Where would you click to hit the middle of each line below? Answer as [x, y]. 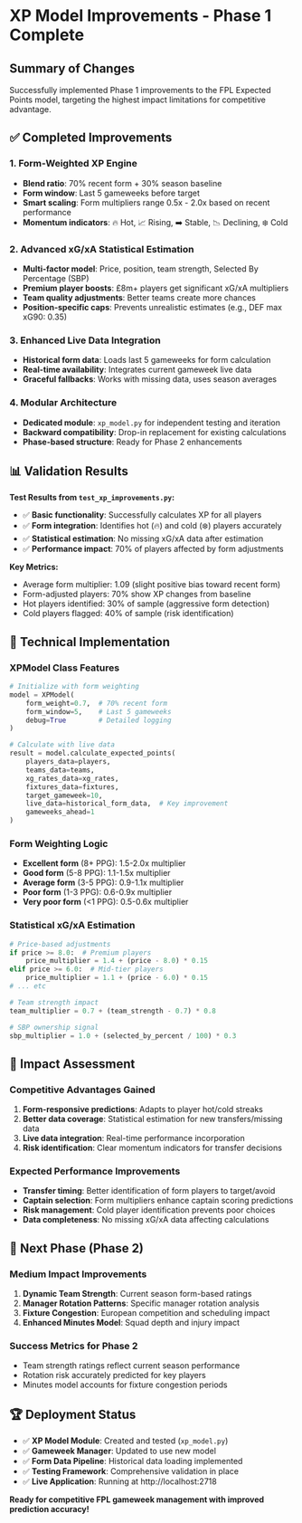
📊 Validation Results [69, 471]
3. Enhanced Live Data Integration [85, 340]
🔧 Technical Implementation [90, 642]
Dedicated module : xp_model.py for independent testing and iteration [151, 423]
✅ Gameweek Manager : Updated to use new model [119, 1451]
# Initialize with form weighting [75, 687]
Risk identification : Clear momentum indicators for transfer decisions [152, 1148]
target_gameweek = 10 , [64, 795]
